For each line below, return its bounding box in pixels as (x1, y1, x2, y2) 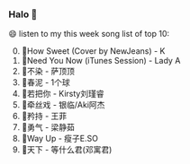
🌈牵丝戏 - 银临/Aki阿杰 (21, 99, 105, 110)
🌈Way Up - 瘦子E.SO (21, 134, 98, 144)
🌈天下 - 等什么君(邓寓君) (21, 144, 113, 155)
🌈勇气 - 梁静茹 (21, 122, 76, 133)
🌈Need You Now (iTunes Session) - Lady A (21, 56, 181, 66)
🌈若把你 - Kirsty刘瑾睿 (21, 89, 104, 99)
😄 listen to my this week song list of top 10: (8, 29, 170, 39)
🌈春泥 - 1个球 (21, 77, 70, 88)
